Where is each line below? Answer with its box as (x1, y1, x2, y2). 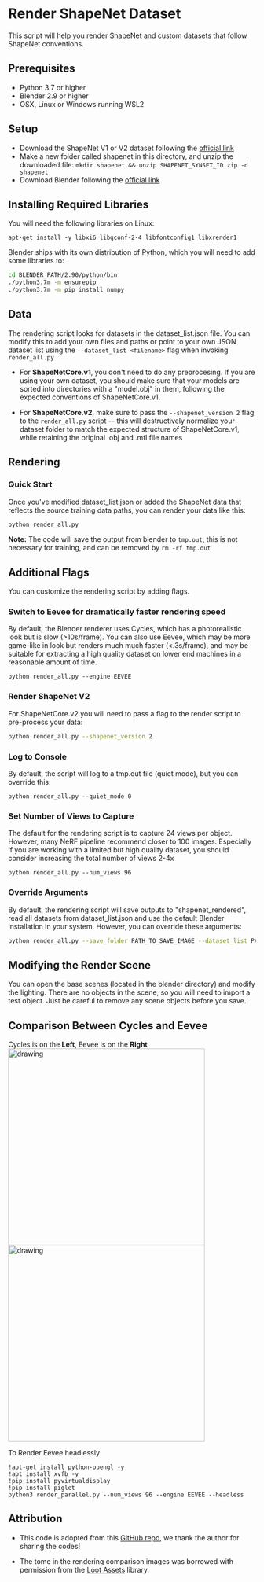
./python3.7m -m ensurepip (8, 278, 97, 287)
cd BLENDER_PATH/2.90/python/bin (8, 271, 118, 279)
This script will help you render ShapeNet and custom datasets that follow (8, 31, 247, 40)
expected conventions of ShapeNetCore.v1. (19, 392, 161, 402)
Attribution (8, 1512, 63, 1525)
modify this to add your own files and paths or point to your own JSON (8, 337, 237, 346)
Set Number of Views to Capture (8, 811, 134, 822)
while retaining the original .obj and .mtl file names (19, 432, 183, 442)
